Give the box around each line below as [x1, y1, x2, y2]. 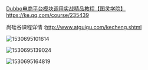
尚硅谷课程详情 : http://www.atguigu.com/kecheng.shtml [6, 24, 142, 30]
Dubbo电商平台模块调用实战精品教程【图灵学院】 [6, 5, 126, 12]
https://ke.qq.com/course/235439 [6, 12, 90, 19]
